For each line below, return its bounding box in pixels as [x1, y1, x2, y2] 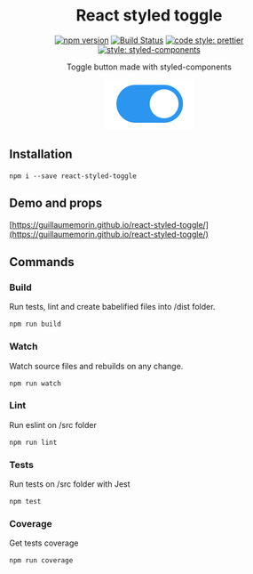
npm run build [9, 319, 62, 329]
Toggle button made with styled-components [66, 61, 233, 72]
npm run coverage [9, 556, 74, 565]
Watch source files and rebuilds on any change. [9, 360, 184, 371]
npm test [9, 497, 42, 506]
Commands [9, 255, 75, 270]
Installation [9, 147, 73, 162]
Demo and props [9, 196, 103, 211]
